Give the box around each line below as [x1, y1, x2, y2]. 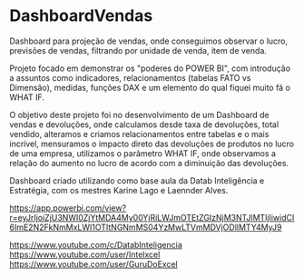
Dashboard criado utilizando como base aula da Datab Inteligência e [9, 174, 265, 186]
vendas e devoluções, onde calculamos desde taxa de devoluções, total [9, 119, 279, 130]
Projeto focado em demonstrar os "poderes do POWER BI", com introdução [9, 63, 291, 74]
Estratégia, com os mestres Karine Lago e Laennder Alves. [9, 184, 229, 195]
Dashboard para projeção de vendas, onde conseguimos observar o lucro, [9, 35, 289, 46]
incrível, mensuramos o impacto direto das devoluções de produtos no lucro [9, 138, 295, 149]
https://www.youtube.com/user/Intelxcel [9, 249, 161, 260]
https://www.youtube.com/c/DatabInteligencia [9, 239, 183, 250]
